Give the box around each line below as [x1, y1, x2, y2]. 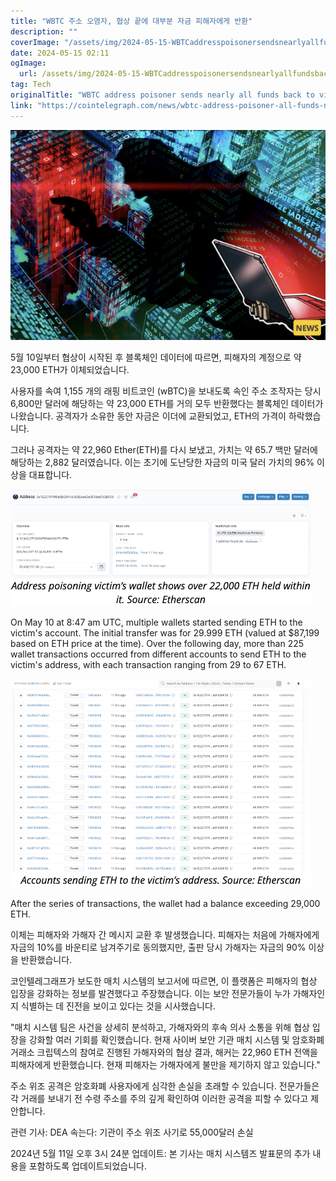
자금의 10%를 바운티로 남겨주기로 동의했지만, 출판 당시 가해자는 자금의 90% [10, 941, 307, 953]
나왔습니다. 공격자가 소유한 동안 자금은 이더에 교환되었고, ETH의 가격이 [10, 410, 287, 422]
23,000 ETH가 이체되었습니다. [10, 363, 130, 375]
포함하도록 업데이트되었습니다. [28, 1160, 147, 1172]
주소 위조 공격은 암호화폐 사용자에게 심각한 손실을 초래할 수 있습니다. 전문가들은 [10, 1080, 320, 1092]
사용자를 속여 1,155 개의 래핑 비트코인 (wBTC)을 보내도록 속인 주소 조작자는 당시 [10, 385, 322, 397]
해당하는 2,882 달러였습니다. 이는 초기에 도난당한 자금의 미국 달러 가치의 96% [10, 456, 315, 468]
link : [10, 100, 33, 110]
